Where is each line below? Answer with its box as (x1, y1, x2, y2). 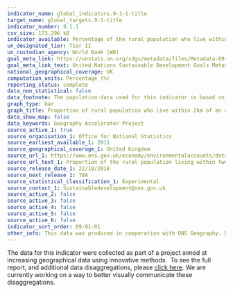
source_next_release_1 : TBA (7, 171, 89, 178)
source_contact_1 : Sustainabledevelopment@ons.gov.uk (7, 185, 166, 192)
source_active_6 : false (7, 217, 76, 224)
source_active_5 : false (7, 210, 76, 217)
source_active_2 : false (7, 191, 76, 198)
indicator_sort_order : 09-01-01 (7, 223, 101, 230)
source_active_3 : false (7, 197, 76, 205)
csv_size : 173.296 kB (7, 29, 70, 37)
